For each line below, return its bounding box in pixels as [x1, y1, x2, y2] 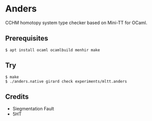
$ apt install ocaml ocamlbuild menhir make [5, 47, 100, 53]
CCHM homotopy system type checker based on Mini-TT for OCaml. [5, 20, 147, 26]
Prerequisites [5, 34, 48, 43]
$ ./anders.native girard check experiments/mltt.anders [5, 79, 127, 84]
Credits [5, 92, 29, 101]
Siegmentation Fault [12, 106, 54, 112]
